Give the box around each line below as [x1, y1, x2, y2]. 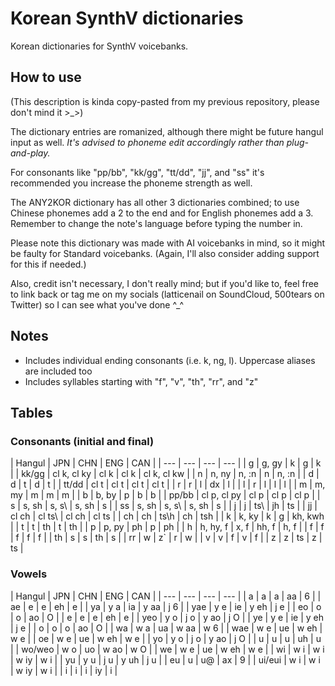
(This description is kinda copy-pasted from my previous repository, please [10, 95, 320, 107]
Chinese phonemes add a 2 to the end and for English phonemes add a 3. [10, 207, 314, 219]
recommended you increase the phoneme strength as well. [10, 177, 253, 189]
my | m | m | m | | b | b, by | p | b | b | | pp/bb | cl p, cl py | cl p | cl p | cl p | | [10, 489, 321, 501]
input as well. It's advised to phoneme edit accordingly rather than [10, 136, 285, 148]
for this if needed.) [10, 258, 87, 270]
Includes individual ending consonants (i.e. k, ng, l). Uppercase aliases [24, 354, 316, 366]
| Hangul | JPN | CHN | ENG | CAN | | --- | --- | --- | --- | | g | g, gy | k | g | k [10, 457, 322, 469]
